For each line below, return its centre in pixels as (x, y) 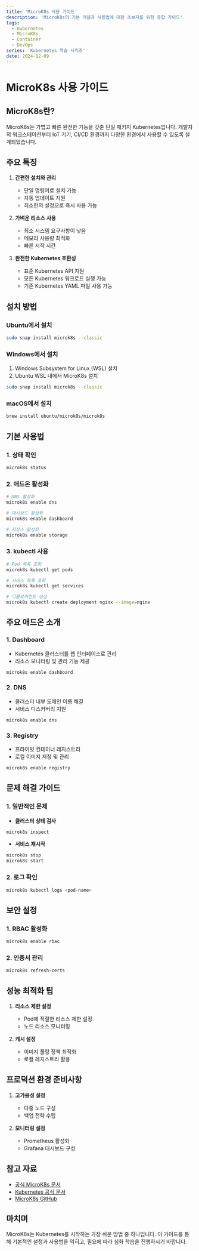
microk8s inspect (28, 832)
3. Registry (22, 735)
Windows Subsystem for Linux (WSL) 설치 (66, 368)
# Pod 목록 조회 (24, 564)
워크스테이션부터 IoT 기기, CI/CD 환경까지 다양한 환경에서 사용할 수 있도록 (98, 134)
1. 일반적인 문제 (27, 806)
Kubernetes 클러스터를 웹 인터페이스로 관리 (66, 654)
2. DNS (16, 688)
